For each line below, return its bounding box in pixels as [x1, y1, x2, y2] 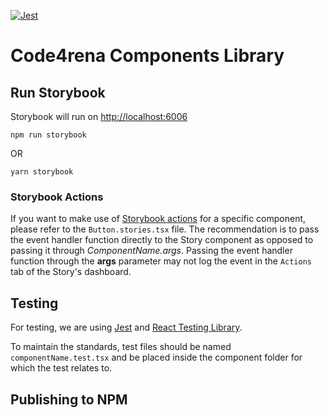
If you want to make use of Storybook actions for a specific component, [10, 213, 307, 225]
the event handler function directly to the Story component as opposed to [10, 234, 314, 246]
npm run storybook [10, 130, 87, 140]
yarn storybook [10, 167, 74, 177]
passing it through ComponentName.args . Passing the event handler [10, 245, 293, 257]
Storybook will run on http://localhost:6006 [10, 111, 188, 122]
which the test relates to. [10, 362, 113, 374]
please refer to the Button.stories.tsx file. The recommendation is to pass [10, 223, 320, 235]
